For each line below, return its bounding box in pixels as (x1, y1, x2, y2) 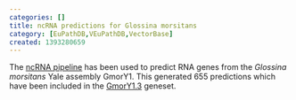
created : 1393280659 (9, 37, 86, 47)
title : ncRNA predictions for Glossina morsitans (9, 21, 198, 30)
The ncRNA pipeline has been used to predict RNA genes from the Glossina (9, 62, 287, 73)
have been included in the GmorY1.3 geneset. (9, 81, 177, 91)
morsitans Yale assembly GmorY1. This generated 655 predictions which (9, 72, 276, 82)
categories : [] (9, 12, 66, 22)
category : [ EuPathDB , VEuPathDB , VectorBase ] (9, 29, 174, 38)
